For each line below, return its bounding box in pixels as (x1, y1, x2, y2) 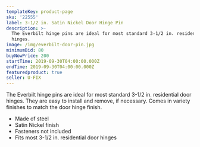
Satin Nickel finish (14, 122, 60, 129)
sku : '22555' (6, 14, 39, 20)
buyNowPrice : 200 (6, 53, 49, 59)
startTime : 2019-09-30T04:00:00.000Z (6, 58, 100, 64)
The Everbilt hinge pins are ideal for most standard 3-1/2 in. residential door (6, 91, 192, 98)
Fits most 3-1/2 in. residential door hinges (14, 134, 117, 141)
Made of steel (14, 115, 49, 122)
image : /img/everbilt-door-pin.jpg (6, 42, 95, 48)
